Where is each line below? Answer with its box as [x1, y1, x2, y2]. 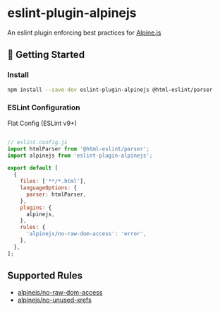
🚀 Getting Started [7, 49, 85, 61]
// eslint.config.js [7, 139, 68, 146]
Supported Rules [7, 270, 83, 282]
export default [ [7, 165, 59, 172]
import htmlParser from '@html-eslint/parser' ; [7, 145, 150, 153]
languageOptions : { [20, 184, 78, 192]
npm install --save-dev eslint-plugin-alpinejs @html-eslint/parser [7, 86, 213, 93]
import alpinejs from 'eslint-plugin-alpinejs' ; [7, 152, 153, 159]
